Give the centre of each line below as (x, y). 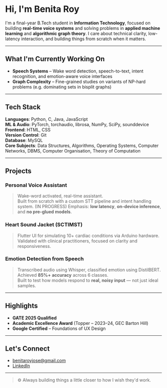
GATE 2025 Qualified (35, 318)
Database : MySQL (24, 140)
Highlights (22, 306)
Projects (18, 171)
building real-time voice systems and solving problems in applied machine (83, 28)
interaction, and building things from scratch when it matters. (84, 39)
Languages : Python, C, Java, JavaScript (46, 119)
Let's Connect (27, 349)
